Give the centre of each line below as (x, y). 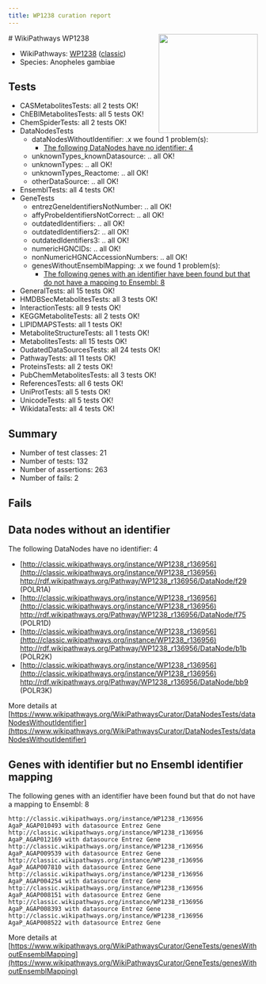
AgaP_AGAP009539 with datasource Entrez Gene (84, 854)
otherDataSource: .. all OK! (75, 181)
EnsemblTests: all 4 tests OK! (67, 190)
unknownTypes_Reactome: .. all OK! (90, 173)
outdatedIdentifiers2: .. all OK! (80, 232)
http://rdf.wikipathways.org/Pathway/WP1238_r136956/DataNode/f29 (133, 581)
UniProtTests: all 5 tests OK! (65, 392)
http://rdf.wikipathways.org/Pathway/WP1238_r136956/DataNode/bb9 (134, 682)
